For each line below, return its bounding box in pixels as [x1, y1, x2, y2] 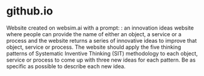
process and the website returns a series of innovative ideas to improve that [6, 37, 197, 44]
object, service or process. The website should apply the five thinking [6, 43, 181, 51]
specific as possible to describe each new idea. [6, 62, 126, 70]
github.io [6, 4, 54, 18]
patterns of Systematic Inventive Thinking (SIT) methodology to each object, [6, 49, 198, 57]
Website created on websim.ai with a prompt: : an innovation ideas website [6, 24, 194, 31]
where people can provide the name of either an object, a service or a [6, 30, 181, 37]
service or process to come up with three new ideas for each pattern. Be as [6, 56, 196, 63]
